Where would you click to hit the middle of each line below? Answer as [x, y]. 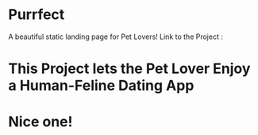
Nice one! [40, 122]
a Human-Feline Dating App [101, 86]
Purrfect [37, 15]
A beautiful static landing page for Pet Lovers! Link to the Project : [116, 37]
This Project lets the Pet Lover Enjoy [129, 69]
